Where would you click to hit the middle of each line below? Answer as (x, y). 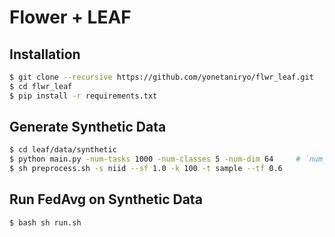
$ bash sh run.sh (45, 222)
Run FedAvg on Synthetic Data (106, 199)
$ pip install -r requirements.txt (83, 96)
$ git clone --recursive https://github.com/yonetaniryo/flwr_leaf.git (161, 77)
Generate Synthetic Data (88, 127)
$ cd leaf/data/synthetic (63, 150)
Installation (45, 54)
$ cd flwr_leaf (41, 86)
